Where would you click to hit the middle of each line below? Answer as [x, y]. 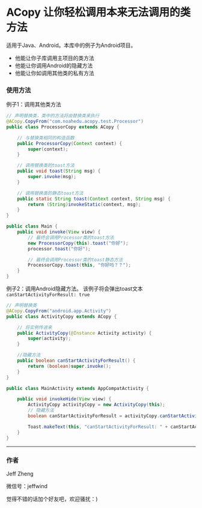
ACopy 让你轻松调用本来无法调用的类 [99, 12]
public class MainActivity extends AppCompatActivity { [78, 388]
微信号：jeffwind [27, 486]
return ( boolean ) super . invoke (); [70, 366]
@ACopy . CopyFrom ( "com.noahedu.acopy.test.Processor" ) [75, 122]
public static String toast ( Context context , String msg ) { [94, 199]
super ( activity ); [49, 339]
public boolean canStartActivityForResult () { [76, 361]
